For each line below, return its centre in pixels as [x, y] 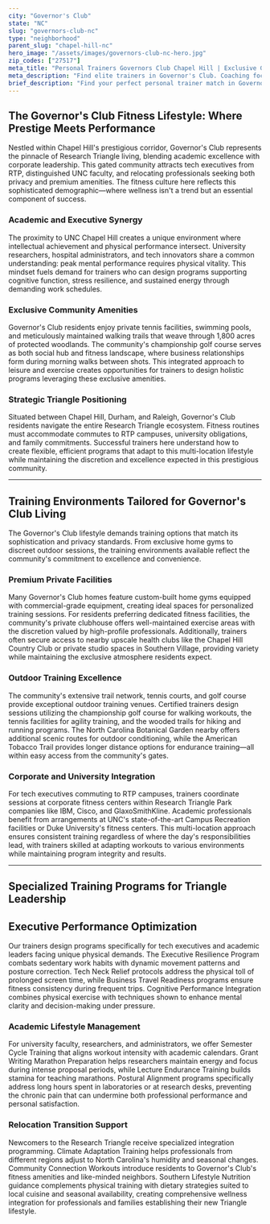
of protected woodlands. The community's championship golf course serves [135, 344]
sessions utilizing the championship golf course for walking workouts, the [130, 713]
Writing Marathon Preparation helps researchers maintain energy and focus [133, 1061]
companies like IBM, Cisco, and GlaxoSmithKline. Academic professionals [130, 811]
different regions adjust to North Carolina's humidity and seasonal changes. [133, 1160]
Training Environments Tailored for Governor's [127, 501]
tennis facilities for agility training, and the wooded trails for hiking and [125, 721]
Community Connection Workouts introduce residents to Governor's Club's [133, 1168]
